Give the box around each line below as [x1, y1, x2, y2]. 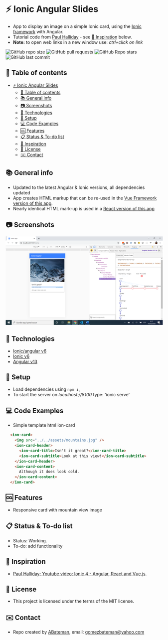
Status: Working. [12, 537, 47, 543]
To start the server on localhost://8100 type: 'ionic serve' [12, 391, 130, 397]
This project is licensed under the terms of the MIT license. [12, 598, 134, 604]
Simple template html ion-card [12, 422, 75, 428]
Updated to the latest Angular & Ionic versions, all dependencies [12, 184, 145, 190]
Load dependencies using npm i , [12, 386, 80, 392]
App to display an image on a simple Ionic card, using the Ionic [12, 23, 142, 29]
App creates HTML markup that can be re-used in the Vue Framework [12, 195, 157, 201]
